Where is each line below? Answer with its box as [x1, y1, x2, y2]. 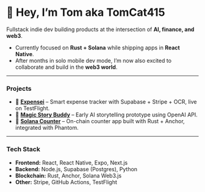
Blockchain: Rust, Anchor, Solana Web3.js [15, 172, 122, 179]
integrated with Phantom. [15, 124, 79, 132]
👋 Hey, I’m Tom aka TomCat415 [6, 5, 165, 20]
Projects [6, 84, 32, 93]
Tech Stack [6, 145, 41, 154]
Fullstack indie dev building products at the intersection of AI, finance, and [6, 26, 195, 33]
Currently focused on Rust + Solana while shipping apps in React [15, 44, 180, 51]
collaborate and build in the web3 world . [15, 63, 118, 71]
